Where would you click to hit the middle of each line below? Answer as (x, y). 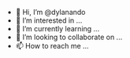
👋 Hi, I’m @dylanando (50, 12)
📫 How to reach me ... (52, 46)
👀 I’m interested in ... (49, 20)
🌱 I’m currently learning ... (58, 29)
